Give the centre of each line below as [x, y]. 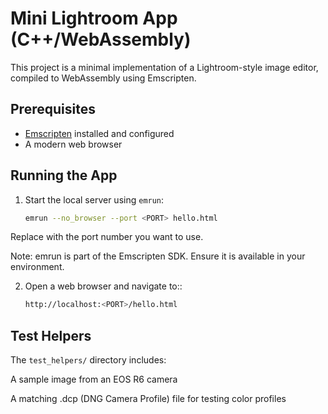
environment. [37, 267]
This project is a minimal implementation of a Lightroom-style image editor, [164, 67]
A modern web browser [73, 144]
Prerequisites [53, 109]
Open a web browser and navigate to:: [103, 286]
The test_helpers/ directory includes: [88, 360]
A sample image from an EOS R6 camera [94, 379]
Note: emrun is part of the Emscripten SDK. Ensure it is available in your [158, 256]
